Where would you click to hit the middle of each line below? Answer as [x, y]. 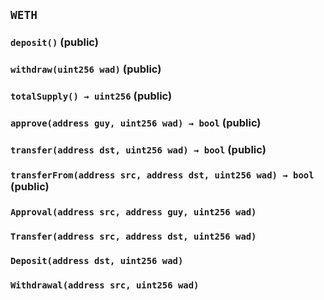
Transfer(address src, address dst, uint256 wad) [133, 236]
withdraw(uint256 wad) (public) [86, 69]
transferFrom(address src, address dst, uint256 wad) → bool [162, 175]
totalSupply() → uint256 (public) [91, 96]
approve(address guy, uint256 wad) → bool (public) [136, 123]
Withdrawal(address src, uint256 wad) [105, 285]
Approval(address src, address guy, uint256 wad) [133, 212]
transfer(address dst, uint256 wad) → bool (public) [138, 149]
